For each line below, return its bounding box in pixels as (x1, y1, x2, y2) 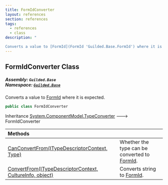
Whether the (119, 138, 149, 145)
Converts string (119, 165, 156, 172)
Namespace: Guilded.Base (5, 82, 61, 88)
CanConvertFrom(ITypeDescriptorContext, (7, 145, 107, 152)
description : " (5, 35, 37, 40)
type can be (119, 145, 148, 152)
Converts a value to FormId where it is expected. (5, 94, 105, 100)
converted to (119, 151, 150, 158)
